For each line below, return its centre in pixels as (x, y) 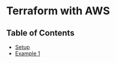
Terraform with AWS (58, 11)
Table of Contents (41, 33)
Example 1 (27, 53)
